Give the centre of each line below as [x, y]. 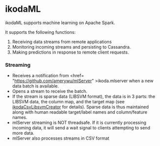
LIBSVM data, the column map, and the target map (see [68, 102]
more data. [23, 133]
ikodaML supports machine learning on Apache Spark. [60, 23]
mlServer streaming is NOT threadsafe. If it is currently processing [79, 123]
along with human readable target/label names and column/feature [80, 112]
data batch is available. [35, 86]
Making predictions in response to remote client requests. [70, 52]
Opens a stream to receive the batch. [50, 91]
